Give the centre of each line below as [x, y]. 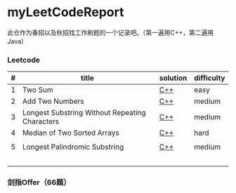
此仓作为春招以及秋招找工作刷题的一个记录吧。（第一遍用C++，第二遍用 [111, 32]
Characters [41, 121]
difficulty [210, 78]
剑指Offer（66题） [39, 182]
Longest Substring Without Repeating [84, 113]
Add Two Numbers [53, 101]
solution [173, 78]
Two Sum [38, 90]
